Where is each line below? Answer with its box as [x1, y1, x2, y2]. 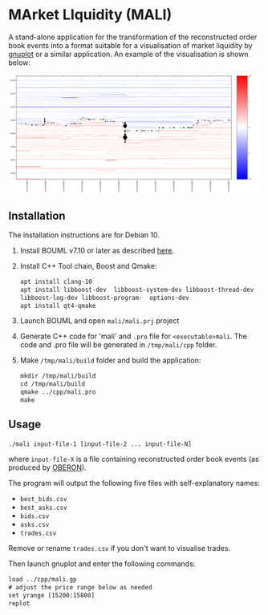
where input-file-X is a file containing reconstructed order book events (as [8, 454, 259, 463]
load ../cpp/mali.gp [8, 575, 78, 583]
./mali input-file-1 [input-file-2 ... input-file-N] [8, 439, 193, 448]
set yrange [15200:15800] [8, 591, 95, 599]
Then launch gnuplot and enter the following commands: [8, 559, 196, 568]
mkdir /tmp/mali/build [19, 371, 96, 380]
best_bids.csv [19, 495, 67, 503]
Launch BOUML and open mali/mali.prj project [19, 315, 180, 326]
